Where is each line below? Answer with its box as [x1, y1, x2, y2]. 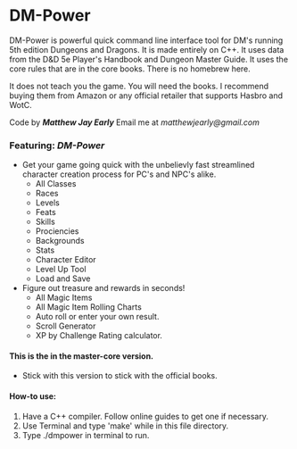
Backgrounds [35, 236, 85, 246]
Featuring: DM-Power [9, 139, 105, 152]
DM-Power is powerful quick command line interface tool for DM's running [9, 35, 284, 46]
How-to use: [9, 391, 56, 402]
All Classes [35, 179, 77, 189]
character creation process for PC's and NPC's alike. [21, 169, 217, 179]
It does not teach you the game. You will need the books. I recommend [9, 80, 269, 91]
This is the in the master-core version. [9, 350, 154, 362]
